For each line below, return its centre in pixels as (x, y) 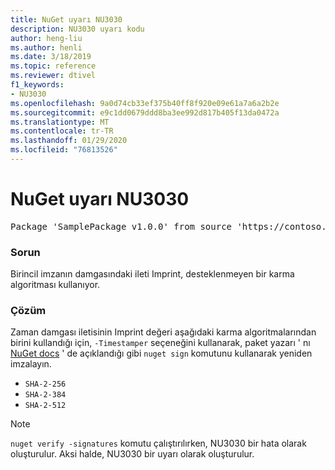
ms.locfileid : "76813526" (64, 150)
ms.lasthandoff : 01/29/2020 (69, 141)
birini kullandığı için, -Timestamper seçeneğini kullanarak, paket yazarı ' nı (160, 343)
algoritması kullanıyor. (55, 285)
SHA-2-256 (45, 384)
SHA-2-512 (45, 406)
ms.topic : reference (53, 66)
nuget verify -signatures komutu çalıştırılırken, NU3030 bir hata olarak (158, 443)
